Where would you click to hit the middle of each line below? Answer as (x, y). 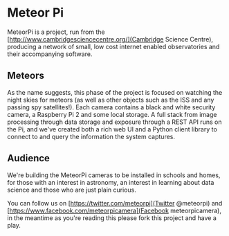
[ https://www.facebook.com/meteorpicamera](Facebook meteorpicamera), (114, 210)
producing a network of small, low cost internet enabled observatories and (113, 46)
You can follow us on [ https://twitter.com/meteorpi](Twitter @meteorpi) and (115, 203)
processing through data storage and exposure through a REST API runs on (114, 122)
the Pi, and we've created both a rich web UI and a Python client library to (112, 129)
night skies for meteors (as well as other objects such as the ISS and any (111, 100)
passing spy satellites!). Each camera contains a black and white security (111, 107)
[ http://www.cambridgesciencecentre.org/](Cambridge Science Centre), (110, 39)
